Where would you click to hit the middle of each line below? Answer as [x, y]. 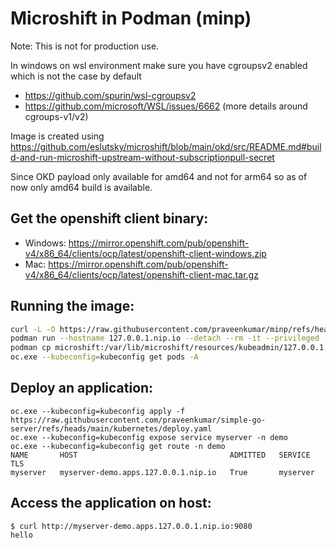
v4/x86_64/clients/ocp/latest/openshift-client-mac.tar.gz [141, 274]
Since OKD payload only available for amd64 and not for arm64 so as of [159, 176]
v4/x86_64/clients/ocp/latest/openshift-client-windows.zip [145, 253]
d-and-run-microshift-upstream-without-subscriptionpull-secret [142, 157]
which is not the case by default [76, 76]
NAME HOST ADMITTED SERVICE [160, 455]
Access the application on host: [111, 503]
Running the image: [72, 306]
